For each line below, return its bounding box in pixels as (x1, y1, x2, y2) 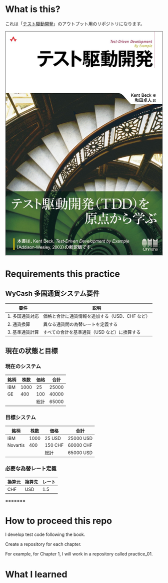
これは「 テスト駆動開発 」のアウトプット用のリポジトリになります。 (5, 21, 145, 27)
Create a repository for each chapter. (5, 541, 81, 547)
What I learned (5, 568, 67, 580)
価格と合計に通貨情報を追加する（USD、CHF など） (43, 313, 150, 319)
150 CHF (44, 442, 64, 448)
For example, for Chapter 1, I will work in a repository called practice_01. (5, 551, 153, 557)
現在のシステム (5, 362, 41, 369)
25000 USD (67, 435, 93, 441)
